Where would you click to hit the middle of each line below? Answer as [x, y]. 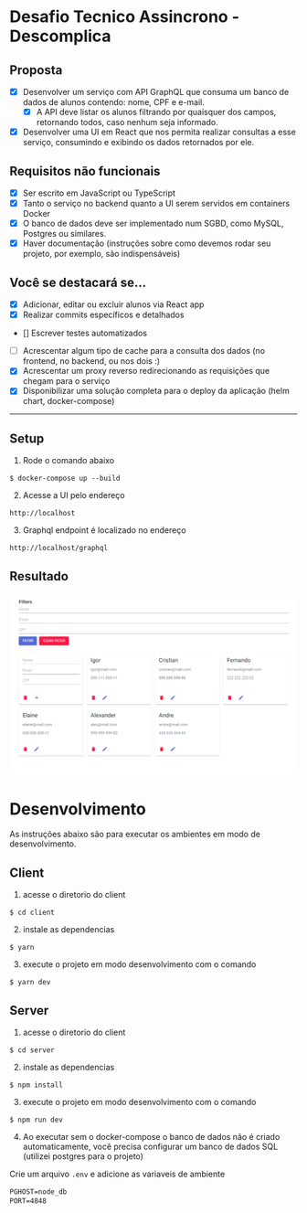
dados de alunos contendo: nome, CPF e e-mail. [114, 102]
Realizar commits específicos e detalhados [103, 315]
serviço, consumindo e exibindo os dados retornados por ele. [138, 143]
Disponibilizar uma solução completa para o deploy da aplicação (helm [156, 391]
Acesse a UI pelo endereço [74, 495]
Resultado [39, 576]
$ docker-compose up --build [65, 479]
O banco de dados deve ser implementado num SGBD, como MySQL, [153, 223]
